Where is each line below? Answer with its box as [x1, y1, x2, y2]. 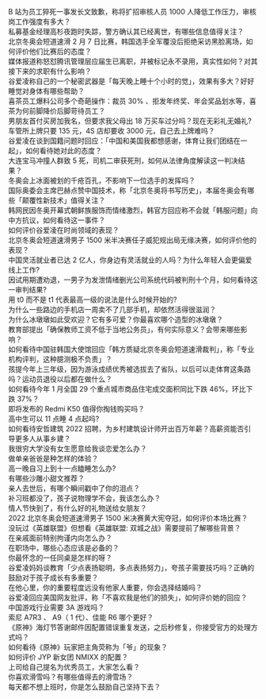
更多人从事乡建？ [14, 434, 71, 443]
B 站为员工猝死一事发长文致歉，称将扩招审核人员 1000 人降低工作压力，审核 [8, 7, 257, 16]
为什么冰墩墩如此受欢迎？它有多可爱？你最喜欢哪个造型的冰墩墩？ [8, 315, 223, 324]
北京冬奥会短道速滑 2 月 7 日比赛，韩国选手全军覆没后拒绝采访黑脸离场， [8, 37, 247, 46]
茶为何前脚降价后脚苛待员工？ [8, 106, 105, 115]
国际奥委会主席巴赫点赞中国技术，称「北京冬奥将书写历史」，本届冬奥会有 [8, 186, 248, 195]
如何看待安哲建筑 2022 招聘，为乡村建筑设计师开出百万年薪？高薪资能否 [8, 424, 245, 433]
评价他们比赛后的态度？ [14, 47, 92, 56]
